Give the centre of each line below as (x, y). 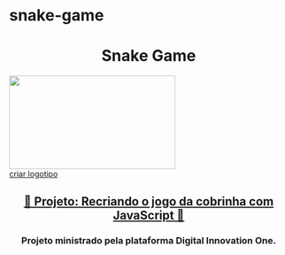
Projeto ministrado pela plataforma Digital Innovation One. (149, 241)
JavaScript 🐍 (149, 216)
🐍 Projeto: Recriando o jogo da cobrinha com (149, 201)
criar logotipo (34, 174)
